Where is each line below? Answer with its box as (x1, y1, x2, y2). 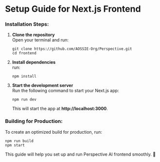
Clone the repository (12, 32, 55, 38)
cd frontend (12, 51, 36, 56)
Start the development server (12, 82, 73, 88)
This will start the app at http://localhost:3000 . (12, 106, 108, 112)
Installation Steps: (5, 21, 49, 28)
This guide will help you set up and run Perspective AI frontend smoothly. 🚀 (5, 151, 156, 157)
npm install (12, 74, 36, 79)
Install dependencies (12, 60, 56, 65)
